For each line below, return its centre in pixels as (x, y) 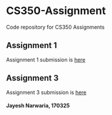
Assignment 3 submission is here (46, 92)
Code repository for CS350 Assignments (55, 27)
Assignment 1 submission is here (46, 59)
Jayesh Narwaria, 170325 (38, 106)
